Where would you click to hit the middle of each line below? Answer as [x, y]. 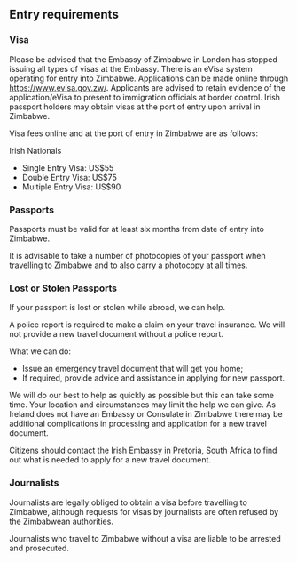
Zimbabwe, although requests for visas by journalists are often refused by [144, 511]
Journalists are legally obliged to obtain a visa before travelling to [129, 502]
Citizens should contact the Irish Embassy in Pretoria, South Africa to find [143, 450]
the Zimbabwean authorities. [61, 521]
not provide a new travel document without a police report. [117, 334]
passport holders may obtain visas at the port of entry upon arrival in [135, 107]
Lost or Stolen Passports [63, 288]
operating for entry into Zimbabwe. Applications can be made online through [149, 78]
